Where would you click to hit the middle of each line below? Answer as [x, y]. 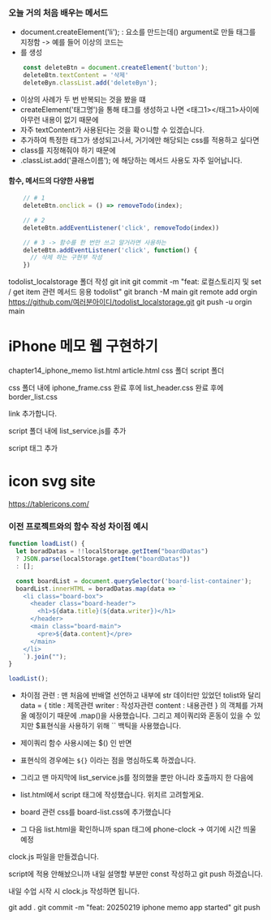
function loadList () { [47, 544]
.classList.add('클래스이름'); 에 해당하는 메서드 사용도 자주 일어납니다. [131, 160]
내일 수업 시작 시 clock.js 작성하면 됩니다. [74, 892]
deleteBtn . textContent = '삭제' [76, 76]
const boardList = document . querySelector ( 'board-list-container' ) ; [134, 581]
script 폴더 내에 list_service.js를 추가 [67, 431]
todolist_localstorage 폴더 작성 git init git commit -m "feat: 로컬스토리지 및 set [135, 282]
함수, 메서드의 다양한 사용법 [52, 180]
